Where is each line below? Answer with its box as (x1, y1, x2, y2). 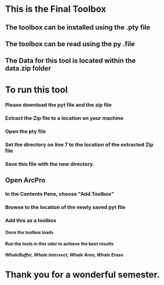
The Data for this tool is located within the (5, 57, 136, 65)
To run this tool (5, 84, 68, 95)
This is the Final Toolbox (5, 3, 106, 15)
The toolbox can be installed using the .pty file (5, 23, 151, 32)
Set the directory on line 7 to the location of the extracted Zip (5, 142, 154, 148)
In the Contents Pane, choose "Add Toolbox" (5, 191, 114, 198)
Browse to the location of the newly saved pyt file (5, 204, 126, 211)
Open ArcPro (5, 176, 46, 184)
